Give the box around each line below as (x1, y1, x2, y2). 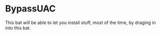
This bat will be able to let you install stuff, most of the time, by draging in (5, 19, 156, 25)
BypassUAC (5, 3, 56, 14)
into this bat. (5, 24, 31, 30)
